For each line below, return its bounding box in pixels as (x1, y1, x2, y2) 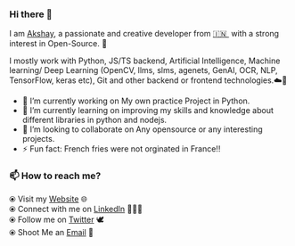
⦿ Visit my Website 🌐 (9, 193, 87, 204)
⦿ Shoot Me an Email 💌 (9, 226, 94, 237)
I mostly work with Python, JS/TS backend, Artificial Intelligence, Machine (9, 55, 281, 66)
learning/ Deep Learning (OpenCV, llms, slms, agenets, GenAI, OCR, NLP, (9, 65, 278, 76)
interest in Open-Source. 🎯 (9, 38, 108, 49)
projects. (21, 134, 55, 144)
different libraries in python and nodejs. (21, 115, 168, 126)
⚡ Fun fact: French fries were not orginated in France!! (21, 143, 221, 154)
